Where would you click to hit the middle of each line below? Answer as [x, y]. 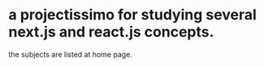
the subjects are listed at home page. [70, 54]
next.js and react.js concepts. [111, 32]
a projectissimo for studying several [133, 15]
